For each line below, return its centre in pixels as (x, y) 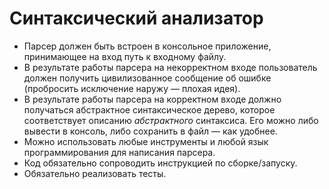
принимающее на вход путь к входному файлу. (125, 56)
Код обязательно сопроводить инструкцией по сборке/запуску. (160, 163)
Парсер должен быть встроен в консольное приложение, (147, 46)
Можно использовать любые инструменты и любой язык (146, 141)
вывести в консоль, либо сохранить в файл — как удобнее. (150, 131)
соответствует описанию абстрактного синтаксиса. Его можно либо (171, 120)
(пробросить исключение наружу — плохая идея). (132, 88)
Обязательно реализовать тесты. (95, 173)
